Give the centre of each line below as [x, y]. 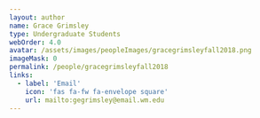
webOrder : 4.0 [35, 42]
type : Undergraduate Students [65, 34]
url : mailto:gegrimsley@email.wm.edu [95, 100]
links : [21, 75]
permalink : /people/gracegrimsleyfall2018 [89, 67]
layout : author [37, 17]
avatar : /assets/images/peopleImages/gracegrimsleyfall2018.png [130, 51]
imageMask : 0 [33, 59]
